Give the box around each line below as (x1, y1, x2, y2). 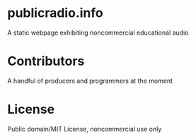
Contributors (7, 53, 85, 69)
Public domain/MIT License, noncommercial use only (7, 124, 162, 133)
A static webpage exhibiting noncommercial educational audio (7, 28, 189, 37)
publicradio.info (7, 5, 104, 21)
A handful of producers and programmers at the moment (7, 76, 173, 85)
